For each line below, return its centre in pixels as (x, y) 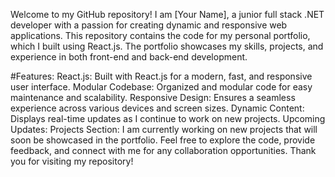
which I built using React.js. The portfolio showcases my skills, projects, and (167, 46)
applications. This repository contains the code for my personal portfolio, (160, 35)
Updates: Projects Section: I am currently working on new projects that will (164, 129)
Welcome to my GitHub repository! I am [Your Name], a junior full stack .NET (167, 14)
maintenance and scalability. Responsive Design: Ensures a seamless (153, 97)
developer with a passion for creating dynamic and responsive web (149, 25)
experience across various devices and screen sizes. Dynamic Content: (157, 108)
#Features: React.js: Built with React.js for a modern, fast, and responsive (161, 76)
